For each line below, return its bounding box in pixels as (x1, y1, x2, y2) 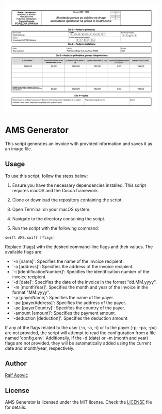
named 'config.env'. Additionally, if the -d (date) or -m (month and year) (5, 335, 148, 341)
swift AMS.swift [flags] (5, 235, 55, 240)
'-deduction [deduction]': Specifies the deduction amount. (12, 315, 129, 321)
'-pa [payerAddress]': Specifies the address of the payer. (12, 300, 127, 306)
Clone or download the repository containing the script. (12, 197, 123, 203)
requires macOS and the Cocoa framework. (12, 187, 99, 193)
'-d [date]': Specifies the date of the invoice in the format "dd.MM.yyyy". (12, 279, 157, 285)
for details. (5, 404, 27, 410)
